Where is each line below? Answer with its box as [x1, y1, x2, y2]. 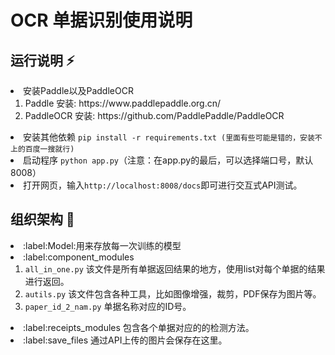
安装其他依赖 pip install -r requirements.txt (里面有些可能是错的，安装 [23, 131, 315, 143]
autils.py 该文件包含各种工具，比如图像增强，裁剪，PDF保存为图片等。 [24, 287, 322, 300]
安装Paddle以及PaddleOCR [23, 85, 134, 96]
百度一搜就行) [24, 144, 75, 154]
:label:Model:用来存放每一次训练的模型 [23, 239, 182, 251]
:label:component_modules [23, 251, 135, 263]
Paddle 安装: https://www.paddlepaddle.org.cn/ [24, 97, 222, 109]
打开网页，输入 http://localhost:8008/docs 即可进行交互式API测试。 [23, 179, 303, 191]
